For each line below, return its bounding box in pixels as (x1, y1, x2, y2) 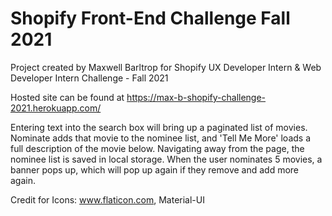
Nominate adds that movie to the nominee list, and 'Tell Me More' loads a (10, 132, 312, 144)
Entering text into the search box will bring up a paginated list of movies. (10, 121, 308, 133)
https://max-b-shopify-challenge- (126, 91, 267, 103)
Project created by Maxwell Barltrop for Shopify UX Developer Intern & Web (10, 61, 322, 73)
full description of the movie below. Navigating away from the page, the (10, 142, 305, 154)
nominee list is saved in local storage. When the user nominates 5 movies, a (10, 153, 323, 165)
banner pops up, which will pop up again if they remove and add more (10, 163, 300, 176)
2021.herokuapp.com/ (10, 102, 102, 114)
